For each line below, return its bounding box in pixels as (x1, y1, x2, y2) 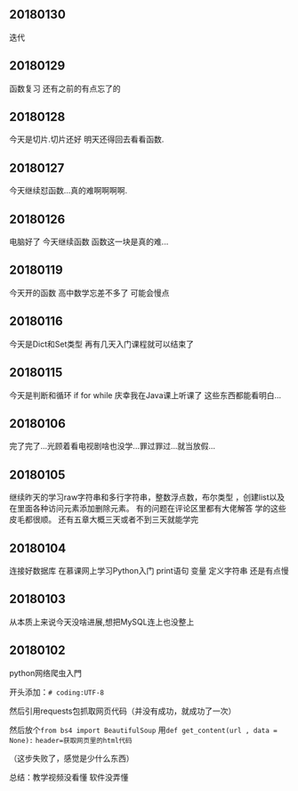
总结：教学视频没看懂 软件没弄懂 (9, 771, 129, 782)
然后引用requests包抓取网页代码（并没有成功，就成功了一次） (9, 705, 237, 716)
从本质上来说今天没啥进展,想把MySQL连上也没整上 (9, 616, 195, 627)
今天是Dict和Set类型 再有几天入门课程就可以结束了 (9, 338, 194, 349)
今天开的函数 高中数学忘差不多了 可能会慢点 (9, 287, 170, 298)
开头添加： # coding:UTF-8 (9, 686, 105, 697)
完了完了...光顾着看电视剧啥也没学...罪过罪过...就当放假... (9, 441, 216, 452)
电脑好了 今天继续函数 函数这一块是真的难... (9, 236, 169, 248)
